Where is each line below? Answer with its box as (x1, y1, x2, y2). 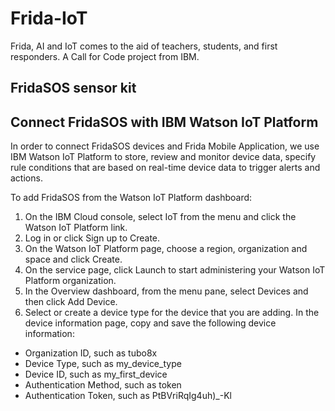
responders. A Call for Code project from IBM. (10, 50, 200, 62)
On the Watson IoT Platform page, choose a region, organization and (24, 243, 308, 255)
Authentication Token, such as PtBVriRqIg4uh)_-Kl (24, 390, 232, 402)
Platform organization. (24, 275, 117, 287)
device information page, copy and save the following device (24, 317, 277, 329)
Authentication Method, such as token (24, 379, 182, 391)
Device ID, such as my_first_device (24, 368, 168, 381)
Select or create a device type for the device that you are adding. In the (24, 307, 320, 319)
